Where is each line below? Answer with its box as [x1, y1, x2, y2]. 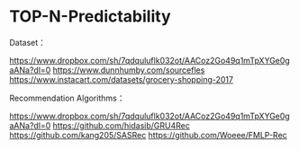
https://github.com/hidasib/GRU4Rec [52, 119, 191, 131]
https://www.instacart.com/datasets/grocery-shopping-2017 [9, 74, 234, 84]
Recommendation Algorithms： [9, 92, 125, 103]
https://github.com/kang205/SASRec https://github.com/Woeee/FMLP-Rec [9, 129, 288, 140]
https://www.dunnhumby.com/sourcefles [52, 65, 205, 75]
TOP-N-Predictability [9, 6, 171, 27]
